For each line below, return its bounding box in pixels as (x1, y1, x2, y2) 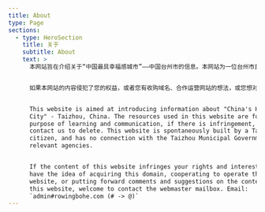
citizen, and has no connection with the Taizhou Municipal (28, 135, 231, 143)
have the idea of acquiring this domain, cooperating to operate (28, 170, 248, 178)
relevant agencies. (28, 142, 93, 150)
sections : (8, 26, 41, 34)
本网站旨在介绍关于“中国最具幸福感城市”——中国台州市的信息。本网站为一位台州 (28, 63, 249, 71)
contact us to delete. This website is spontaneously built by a (28, 127, 248, 135)
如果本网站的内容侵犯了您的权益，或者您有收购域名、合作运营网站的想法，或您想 (28, 84, 252, 91)
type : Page (8, 19, 44, 27)
